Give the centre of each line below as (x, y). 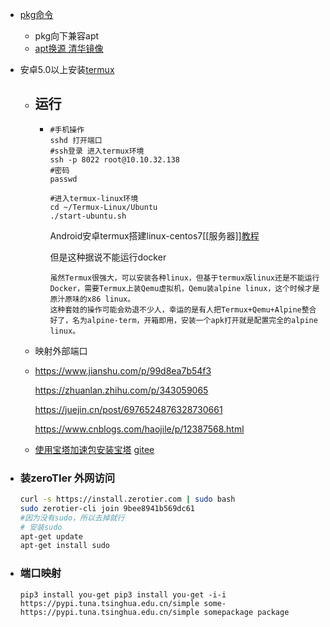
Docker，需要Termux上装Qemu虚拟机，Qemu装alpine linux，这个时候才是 (184, 288)
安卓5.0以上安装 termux (67, 69)
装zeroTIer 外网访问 (67, 478)
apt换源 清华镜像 (69, 48)
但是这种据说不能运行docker (108, 257)
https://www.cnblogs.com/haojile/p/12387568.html (139, 429)
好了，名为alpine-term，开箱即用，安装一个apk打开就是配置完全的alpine (183, 320)
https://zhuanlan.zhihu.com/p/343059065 (121, 390)
